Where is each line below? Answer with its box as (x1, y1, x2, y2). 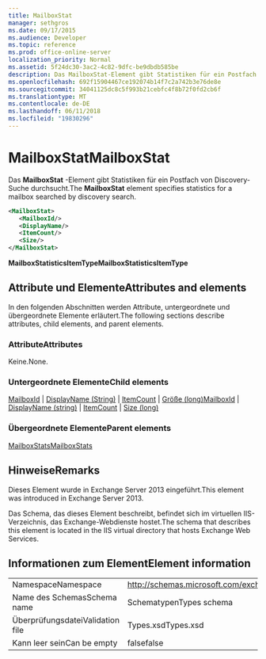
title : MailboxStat (8, 11, 73, 20)
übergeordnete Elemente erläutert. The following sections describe (8, 310, 225, 320)
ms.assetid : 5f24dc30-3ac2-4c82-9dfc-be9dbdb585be (8, 63, 179, 71)
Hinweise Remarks (8, 464, 101, 478)
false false (127, 638, 164, 649)
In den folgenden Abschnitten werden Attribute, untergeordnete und (8, 302, 230, 311)
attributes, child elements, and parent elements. (8, 318, 164, 329)
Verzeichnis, (8, 516, 49, 527)
